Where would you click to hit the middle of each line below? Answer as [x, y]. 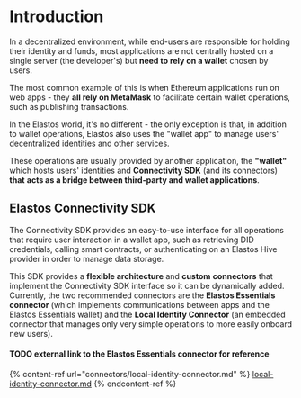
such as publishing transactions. [69, 106]
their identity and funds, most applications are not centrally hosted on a [142, 50]
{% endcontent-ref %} [135, 384]
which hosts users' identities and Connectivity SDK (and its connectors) [144, 170]
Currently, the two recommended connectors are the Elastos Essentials [142, 295]
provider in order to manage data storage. [87, 258]
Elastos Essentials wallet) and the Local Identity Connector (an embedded [147, 314]
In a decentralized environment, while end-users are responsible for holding [150, 41]
